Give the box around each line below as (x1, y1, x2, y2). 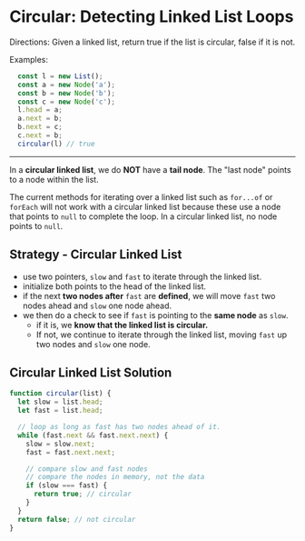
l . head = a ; (17, 105, 64, 115)
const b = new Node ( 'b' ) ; (17, 88, 116, 97)
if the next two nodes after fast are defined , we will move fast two (22, 290, 276, 301)
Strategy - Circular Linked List (9, 247, 182, 263)
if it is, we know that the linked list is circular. (35, 319, 209, 330)
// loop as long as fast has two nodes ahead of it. (17, 423, 221, 432)
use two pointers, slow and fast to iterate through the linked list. (22, 271, 262, 282)
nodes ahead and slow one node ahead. (22, 300, 172, 311)
